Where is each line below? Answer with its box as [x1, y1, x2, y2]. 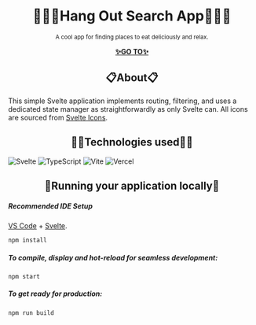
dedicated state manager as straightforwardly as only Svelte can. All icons [8, 104, 249, 113]
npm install [8, 236, 47, 244]
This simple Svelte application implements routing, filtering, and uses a [8, 96, 237, 105]
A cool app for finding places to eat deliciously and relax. [55, 33, 209, 41]
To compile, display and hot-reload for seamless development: [8, 253, 218, 262]
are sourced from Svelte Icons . [8, 113, 108, 122]
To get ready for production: [8, 289, 103, 298]
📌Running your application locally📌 [44, 179, 220, 192]
